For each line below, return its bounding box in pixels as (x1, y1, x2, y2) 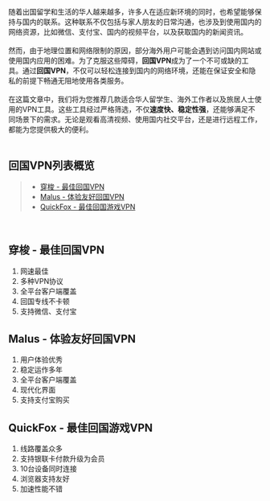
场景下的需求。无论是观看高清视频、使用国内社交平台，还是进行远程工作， (14, 115, 262, 124)
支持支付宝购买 (19, 395, 70, 404)
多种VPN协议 (19, 276, 63, 285)
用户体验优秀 (19, 355, 63, 364)
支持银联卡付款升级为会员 (19, 454, 105, 464)
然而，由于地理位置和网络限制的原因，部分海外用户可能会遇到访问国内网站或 (8, 46, 262, 55)
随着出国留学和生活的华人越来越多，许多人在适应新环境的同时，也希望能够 (8, 7, 255, 16)
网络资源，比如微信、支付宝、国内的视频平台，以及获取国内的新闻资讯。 (8, 27, 247, 36)
